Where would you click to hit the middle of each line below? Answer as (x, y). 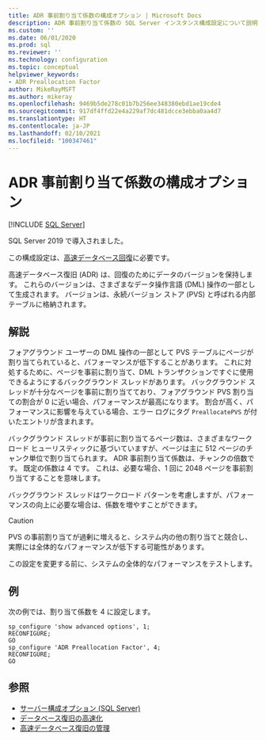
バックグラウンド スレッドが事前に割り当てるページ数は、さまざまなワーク (131, 439)
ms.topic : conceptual (44, 67)
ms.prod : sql (30, 45)
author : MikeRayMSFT (42, 89)
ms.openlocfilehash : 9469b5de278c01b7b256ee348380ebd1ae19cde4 (115, 104)
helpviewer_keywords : (44, 74)
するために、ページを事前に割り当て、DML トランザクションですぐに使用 (134, 372)
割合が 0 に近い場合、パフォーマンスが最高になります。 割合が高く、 (134, 402)
